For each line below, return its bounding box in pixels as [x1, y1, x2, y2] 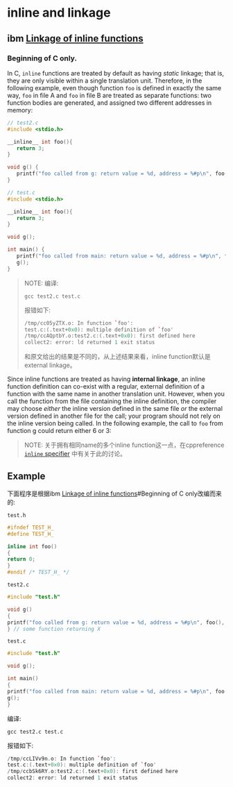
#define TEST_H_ [7, 530, 54, 537]
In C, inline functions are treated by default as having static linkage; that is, [7, 69, 224, 77]
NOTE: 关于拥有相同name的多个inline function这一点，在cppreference [24, 441, 225, 449]
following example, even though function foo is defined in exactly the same [7, 83, 222, 92]
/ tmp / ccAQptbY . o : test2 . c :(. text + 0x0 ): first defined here [24, 332, 196, 339]
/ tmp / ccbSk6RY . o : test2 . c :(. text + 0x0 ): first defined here [7, 768, 178, 775]
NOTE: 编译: [24, 279, 59, 287]
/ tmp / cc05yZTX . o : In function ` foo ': [24, 319, 134, 327]
